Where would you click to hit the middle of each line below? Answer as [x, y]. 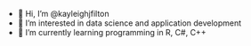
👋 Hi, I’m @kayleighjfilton [63, 14]
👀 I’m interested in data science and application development [130, 23]
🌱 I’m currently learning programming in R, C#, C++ [112, 32]
